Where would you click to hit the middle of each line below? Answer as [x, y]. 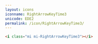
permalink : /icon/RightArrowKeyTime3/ [45, 23]
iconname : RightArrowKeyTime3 [36, 14]
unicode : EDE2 [20, 19]
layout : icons [20, 10]
